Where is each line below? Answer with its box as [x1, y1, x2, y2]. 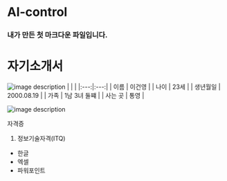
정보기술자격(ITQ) [17, 135, 66, 143]
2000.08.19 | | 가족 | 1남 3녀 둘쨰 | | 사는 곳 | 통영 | [7, 92, 145, 100]
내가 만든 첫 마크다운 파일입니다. [7, 31, 108, 40]
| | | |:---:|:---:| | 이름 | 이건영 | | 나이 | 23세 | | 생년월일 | [66, 83, 221, 91]
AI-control [7, 4, 68, 20]
